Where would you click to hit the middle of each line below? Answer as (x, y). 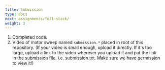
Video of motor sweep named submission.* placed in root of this (78, 43)
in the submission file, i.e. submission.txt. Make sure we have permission (86, 58)
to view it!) (23, 63)
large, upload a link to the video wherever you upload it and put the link (84, 53)
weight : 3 (15, 23)
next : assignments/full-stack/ (37, 19)
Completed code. (30, 37)
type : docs (16, 14)
